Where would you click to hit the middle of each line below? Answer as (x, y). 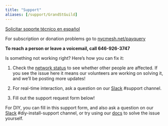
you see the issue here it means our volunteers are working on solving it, (88, 73)
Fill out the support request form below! (54, 98)
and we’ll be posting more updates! (49, 78)
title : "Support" (23, 10)
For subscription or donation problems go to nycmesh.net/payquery (75, 39)
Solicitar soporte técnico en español (43, 29)
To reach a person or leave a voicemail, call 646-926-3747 (68, 48)
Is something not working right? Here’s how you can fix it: (65, 58)
